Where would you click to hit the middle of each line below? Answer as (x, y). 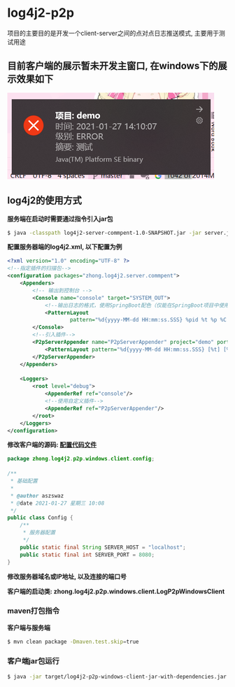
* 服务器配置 (39, 533)
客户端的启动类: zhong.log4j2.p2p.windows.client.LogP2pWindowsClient (116, 591)
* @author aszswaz (37, 496)
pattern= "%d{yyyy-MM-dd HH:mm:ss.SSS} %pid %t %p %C (148, 320)
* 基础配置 (24, 481)
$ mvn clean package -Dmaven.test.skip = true (73, 642)
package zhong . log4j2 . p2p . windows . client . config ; (81, 459)
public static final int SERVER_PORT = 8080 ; (87, 555)
